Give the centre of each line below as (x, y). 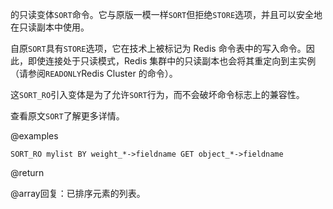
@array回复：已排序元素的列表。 (78, 193)
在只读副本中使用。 (50, 27)
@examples (34, 136)
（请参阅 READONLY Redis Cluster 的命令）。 (94, 73)
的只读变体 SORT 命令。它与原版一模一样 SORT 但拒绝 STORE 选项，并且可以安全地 (166, 14)
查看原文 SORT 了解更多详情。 (67, 116)
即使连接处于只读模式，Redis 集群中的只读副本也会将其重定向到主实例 (172, 61)
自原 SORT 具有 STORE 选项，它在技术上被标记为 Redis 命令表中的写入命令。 (158, 48)
